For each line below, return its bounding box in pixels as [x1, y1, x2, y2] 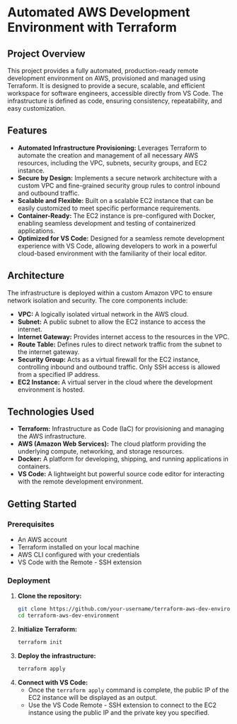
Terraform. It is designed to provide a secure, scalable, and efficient [7, 82, 205, 89]
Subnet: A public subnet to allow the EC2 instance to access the [17, 317, 206, 326]
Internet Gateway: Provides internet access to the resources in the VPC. [17, 332, 230, 341]
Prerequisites [7, 519, 54, 529]
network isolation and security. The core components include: [7, 296, 188, 305]
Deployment [7, 576, 51, 586]
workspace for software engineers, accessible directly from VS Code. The [7, 89, 224, 97]
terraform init [17, 639, 63, 646]
